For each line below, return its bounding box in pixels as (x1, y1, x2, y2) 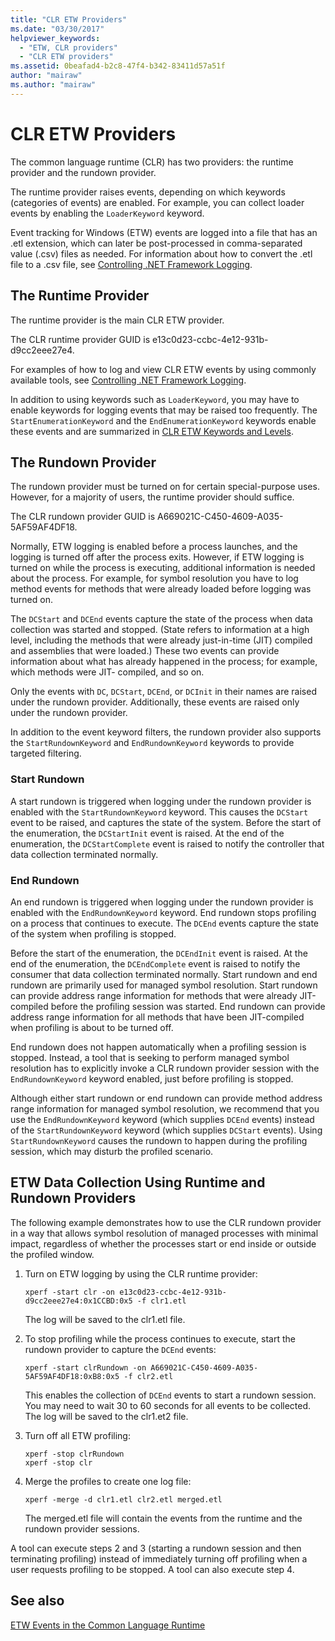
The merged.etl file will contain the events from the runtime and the (24, 1512, 303, 1524)
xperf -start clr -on (24, 1287, 115, 1297)
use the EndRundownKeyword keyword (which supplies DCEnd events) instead (10, 1113, 315, 1125)
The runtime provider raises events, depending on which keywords (10, 186, 286, 198)
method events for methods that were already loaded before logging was (10, 583, 312, 595)
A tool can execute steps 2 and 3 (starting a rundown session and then (10, 1542, 302, 1554)
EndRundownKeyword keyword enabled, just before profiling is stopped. (10, 1072, 294, 1085)
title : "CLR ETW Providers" (10, 14, 128, 25)
